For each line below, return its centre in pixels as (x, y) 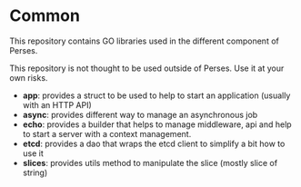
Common (45, 16)
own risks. (29, 77)
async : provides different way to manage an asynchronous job (140, 114)
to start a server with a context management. (107, 133)
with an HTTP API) (57, 104)
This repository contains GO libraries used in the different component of (144, 41)
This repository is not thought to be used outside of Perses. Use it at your (147, 68)
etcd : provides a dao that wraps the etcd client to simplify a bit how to (154, 143)
